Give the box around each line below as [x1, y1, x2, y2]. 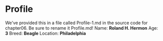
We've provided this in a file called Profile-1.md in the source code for [5, 20, 148, 26]
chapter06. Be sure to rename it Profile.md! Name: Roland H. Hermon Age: [5, 25, 158, 31]
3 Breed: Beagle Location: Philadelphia [5, 30, 86, 36]
